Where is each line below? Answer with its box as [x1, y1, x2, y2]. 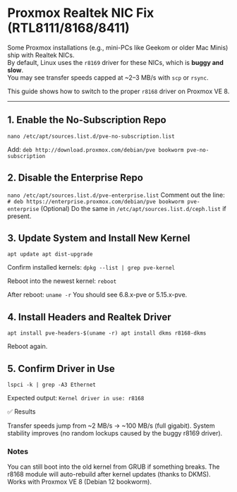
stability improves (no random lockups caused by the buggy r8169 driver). [7, 429, 223, 437]
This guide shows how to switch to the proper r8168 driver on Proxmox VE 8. [7, 87, 230, 95]
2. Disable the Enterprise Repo [7, 172, 143, 184]
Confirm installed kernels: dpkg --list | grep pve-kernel [7, 263, 175, 272]
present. [7, 212, 32, 220]
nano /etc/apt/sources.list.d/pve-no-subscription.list [7, 133, 175, 140]
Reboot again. [7, 342, 48, 351]
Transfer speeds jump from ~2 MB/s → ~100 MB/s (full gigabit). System [7, 421, 215, 430]
